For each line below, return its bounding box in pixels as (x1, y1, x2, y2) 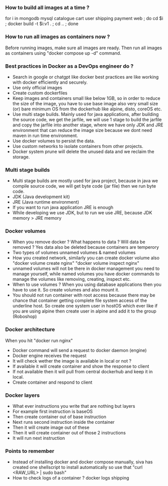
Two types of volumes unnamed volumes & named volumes (12, 250, 136, 256)
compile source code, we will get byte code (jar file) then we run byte (12, 183, 156, 189)
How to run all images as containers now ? (5, 33, 110, 40)
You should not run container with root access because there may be (12, 292, 155, 298)
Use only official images (12, 84, 63, 90)
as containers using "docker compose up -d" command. (5, 50, 121, 56)
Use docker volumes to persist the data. (12, 137, 95, 144)
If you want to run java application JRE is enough (12, 205, 114, 211)
